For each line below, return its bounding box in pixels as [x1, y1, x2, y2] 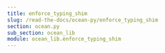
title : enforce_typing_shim [7, 10, 88, 17]
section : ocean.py [7, 23, 60, 30]
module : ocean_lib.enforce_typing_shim [7, 36, 122, 43]
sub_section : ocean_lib [7, 29, 76, 36]
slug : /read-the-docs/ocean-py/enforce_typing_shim [7, 17, 158, 23]
